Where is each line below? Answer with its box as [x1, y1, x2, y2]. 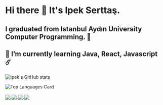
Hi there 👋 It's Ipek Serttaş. [5, 5, 120, 16]
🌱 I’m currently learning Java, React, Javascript [5, 49, 158, 58]
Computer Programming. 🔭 [5, 32, 92, 41]
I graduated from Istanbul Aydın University [5, 25, 142, 33]
